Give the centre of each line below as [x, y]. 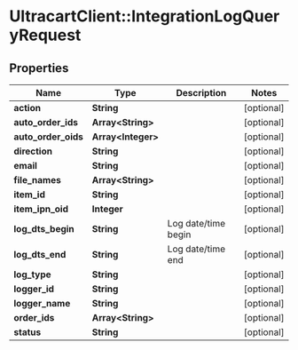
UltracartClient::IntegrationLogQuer [145, 16]
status [27, 332]
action [27, 108]
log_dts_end [40, 255]
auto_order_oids [49, 137]
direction [33, 151]
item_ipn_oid [41, 209]
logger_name [42, 303]
